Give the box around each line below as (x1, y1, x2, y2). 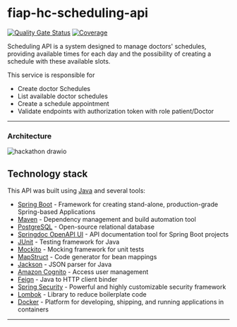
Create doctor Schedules (17, 84, 90, 93)
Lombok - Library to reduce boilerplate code (17, 290, 147, 299)
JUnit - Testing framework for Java (17, 238, 120, 246)
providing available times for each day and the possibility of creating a (7, 49, 212, 58)
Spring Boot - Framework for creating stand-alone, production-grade (17, 200, 219, 209)
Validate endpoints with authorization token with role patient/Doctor (17, 107, 214, 115)
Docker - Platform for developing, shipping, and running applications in (17, 298, 224, 307)
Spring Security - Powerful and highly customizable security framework (17, 283, 226, 291)
